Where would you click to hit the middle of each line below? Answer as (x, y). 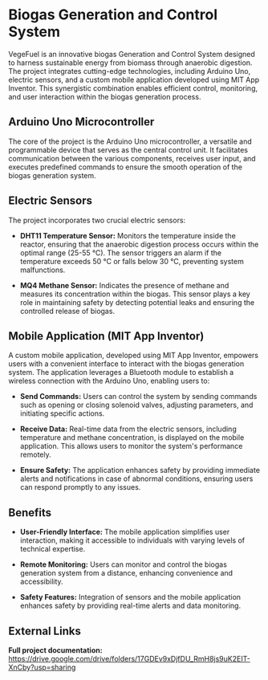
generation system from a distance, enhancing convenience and (126, 573)
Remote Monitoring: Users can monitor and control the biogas (123, 564)
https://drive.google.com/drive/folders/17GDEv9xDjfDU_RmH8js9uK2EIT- (129, 659)
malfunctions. (43, 270)
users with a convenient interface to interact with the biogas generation (126, 364)
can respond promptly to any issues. (80, 487)
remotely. (36, 454)
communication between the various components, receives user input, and (132, 158)
